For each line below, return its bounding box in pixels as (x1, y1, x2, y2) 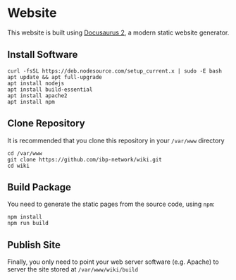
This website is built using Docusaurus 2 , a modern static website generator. (7, 28, 230, 37)
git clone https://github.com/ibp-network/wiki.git (7, 156, 162, 163)
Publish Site (7, 238, 61, 251)
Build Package (7, 181, 72, 193)
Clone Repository (7, 118, 86, 130)
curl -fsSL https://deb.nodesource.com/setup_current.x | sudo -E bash (7, 67, 222, 75)
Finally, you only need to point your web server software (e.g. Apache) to (7, 257, 220, 266)
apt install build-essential (7, 86, 93, 93)
